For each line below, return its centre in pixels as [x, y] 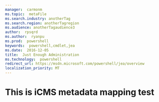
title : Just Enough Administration [42, 55]
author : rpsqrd [21, 32]
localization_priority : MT [32, 68]
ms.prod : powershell [27, 41]
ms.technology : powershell [34, 59]
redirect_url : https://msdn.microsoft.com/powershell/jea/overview [75, 64]
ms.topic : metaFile [26, 14]
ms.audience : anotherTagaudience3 [40, 28]
